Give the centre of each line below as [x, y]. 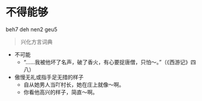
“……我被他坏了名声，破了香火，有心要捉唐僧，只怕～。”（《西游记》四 [109, 62]
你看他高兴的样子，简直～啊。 [60, 92]
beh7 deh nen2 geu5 [32, 29]
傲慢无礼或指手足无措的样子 [49, 77]
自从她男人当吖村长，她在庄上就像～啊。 [74, 84]
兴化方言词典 [36, 41]
